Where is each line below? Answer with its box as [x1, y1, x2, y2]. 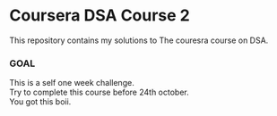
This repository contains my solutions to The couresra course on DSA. [9, 35, 269, 46]
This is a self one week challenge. [9, 78, 134, 88]
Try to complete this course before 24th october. [9, 87, 190, 98]
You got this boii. [9, 96, 72, 107]
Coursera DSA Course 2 [9, 5, 190, 26]
